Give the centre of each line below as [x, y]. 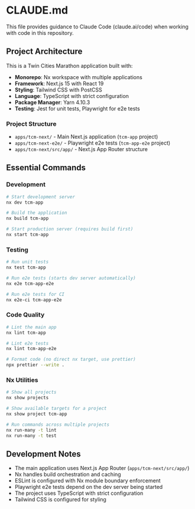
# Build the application [37, 213]
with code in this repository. [40, 32]
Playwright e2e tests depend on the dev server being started [89, 487]
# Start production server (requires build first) [70, 229]
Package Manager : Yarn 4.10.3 [52, 102]
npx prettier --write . [35, 365]
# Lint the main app [32, 327]
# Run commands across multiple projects [58, 425]
